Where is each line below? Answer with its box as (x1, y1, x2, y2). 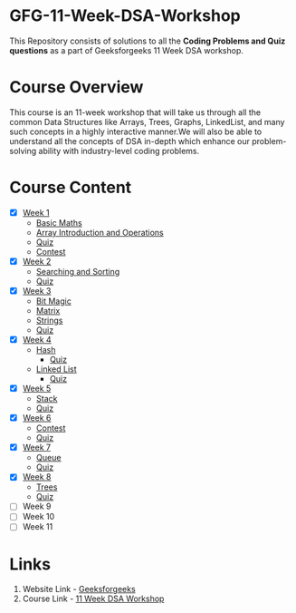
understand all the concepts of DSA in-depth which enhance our (9, 135, 251, 146)
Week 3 (22, 285, 52, 296)
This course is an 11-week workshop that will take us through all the (9, 106, 261, 118)
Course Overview (9, 77, 144, 98)
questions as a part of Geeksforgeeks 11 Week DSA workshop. (9, 44, 244, 55)
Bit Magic (35, 296, 72, 306)
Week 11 (22, 521, 53, 532)
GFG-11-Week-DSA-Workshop (9, 5, 242, 26)
